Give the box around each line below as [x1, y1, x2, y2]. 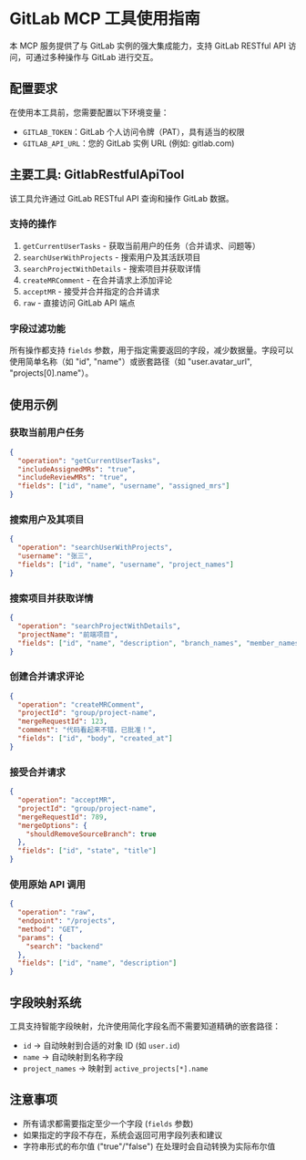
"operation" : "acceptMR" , [17, 795, 117, 805]
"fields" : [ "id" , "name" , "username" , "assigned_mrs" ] [17, 482, 230, 491]
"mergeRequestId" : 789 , [17, 813, 107, 822]
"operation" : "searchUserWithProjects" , [17, 544, 173, 553]
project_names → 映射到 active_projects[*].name [22, 1063, 209, 1074]
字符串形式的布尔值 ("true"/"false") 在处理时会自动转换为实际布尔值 [22, 1141, 276, 1152]
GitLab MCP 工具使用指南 [9, 8, 200, 29]
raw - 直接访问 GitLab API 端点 [22, 297, 136, 308]
